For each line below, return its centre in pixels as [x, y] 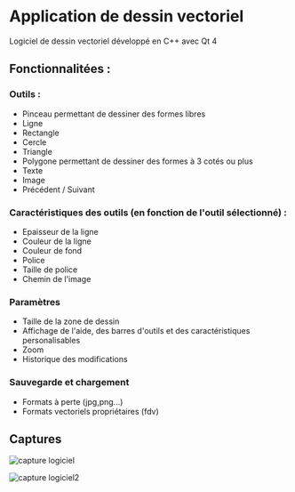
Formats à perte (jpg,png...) [72, 401]
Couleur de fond [52, 250]
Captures [36, 439]
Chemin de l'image [56, 278]
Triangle [37, 151]
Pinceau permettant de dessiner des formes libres [114, 114]
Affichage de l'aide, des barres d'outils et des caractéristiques [136, 331]
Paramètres [35, 302]
